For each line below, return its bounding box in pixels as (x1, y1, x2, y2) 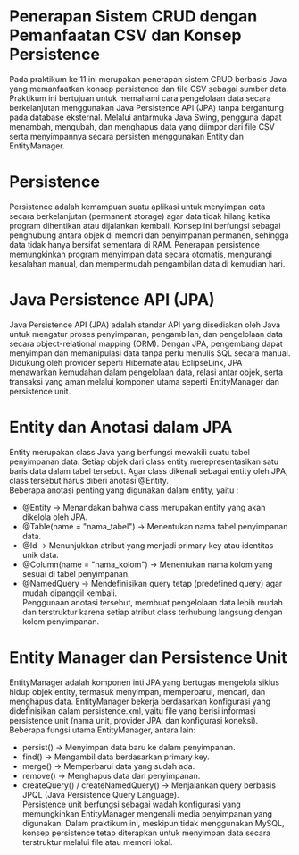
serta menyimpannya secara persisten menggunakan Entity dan (9, 131, 244, 141)
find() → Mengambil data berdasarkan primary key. (21, 751, 210, 762)
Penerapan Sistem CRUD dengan (9, 6, 258, 27)
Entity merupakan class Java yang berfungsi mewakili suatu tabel (9, 446, 250, 457)
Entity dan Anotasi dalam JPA (9, 418, 233, 437)
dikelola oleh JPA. (21, 512, 88, 522)
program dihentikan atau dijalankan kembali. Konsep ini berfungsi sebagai (9, 220, 281, 231)
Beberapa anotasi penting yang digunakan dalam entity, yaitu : (9, 485, 239, 495)
